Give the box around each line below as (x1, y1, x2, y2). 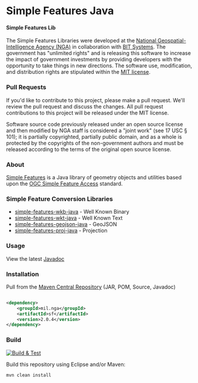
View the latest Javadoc (6, 255, 65, 262)
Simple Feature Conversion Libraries (6, 195, 113, 203)
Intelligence (6, 43, 34, 51)
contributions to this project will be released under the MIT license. (6, 109, 169, 116)
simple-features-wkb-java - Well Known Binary (14, 208, 129, 215)
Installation (6, 270, 40, 278)
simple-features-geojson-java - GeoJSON (14, 221, 117, 228)
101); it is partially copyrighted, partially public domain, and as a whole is (6, 133, 182, 140)
